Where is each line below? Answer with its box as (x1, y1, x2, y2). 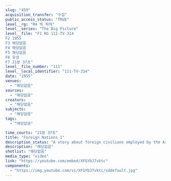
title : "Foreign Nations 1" (5, 135, 65, 140)
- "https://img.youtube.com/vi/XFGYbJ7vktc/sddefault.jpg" (10, 168, 138, 173)
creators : (5, 97, 26, 102)
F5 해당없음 (5, 50, 26, 55)
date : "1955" (5, 74, 33, 79)
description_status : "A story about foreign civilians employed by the (5, 139, 160, 145)
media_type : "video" (5, 154, 49, 159)
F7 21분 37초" (5, 59, 33, 65)
